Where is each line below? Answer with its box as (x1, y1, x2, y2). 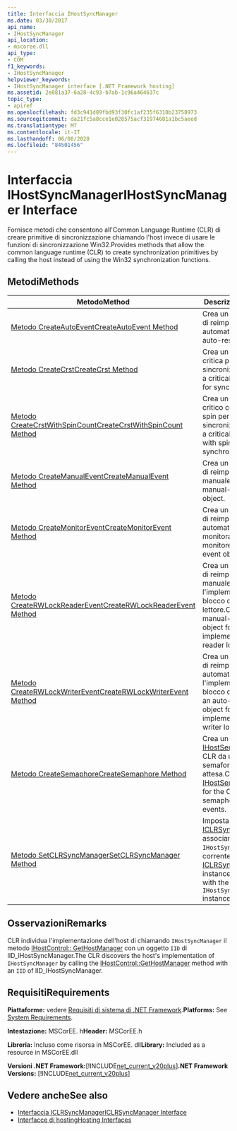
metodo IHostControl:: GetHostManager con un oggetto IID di (7, 944, 188, 952)
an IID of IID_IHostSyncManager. (7, 966, 104, 975)
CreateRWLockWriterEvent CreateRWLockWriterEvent (11, 687, 189, 697)
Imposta (202, 815, 229, 825)
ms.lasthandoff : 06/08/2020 (7, 135, 90, 142)
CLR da (202, 751, 227, 761)
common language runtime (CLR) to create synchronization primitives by (7, 248, 219, 256)
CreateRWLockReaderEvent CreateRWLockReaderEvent (11, 600, 196, 610)
